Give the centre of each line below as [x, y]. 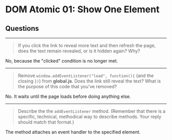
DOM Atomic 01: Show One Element [82, 9]
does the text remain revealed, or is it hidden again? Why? [79, 51]
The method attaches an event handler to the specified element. [73, 132]
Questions [22, 28]
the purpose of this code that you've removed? [67, 86]
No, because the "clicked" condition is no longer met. [62, 61]
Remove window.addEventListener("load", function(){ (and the [86, 76]
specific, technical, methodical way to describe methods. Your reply [90, 117]
